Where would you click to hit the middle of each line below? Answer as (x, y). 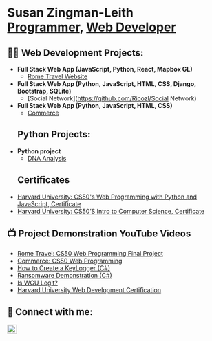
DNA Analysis (47, 158)
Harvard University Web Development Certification (89, 290)
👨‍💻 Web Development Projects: (75, 53)
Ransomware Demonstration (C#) (64, 276)
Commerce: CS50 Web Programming (70, 261)
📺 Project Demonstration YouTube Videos (99, 234)
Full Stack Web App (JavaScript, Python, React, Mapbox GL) (105, 69)
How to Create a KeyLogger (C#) (64, 268)
